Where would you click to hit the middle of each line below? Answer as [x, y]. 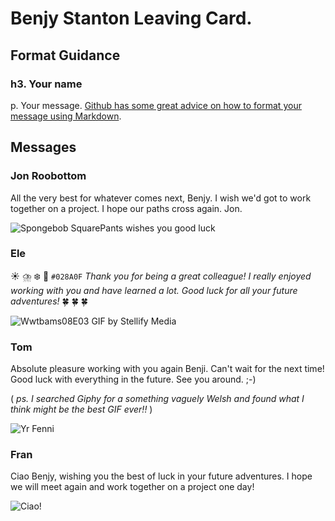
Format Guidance [65, 55]
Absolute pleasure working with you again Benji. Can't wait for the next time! [167, 369]
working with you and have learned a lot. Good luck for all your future [154, 290]
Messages [43, 147]
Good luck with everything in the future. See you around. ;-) [133, 379]
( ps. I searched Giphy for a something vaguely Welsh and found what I [157, 399]
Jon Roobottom [48, 176]
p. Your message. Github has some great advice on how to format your [156, 105]
